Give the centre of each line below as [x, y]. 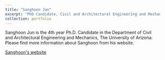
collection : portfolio [28, 19]
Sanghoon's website [26, 52]
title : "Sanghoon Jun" [28, 10]
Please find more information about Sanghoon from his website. [69, 43]
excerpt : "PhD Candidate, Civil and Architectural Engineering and [76, 14]
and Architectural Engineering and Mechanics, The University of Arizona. [79, 38]
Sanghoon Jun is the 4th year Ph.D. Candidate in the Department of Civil [78, 33]
